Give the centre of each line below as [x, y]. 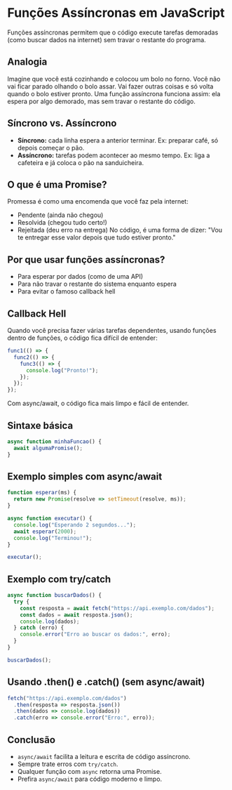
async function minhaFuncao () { [54, 441]
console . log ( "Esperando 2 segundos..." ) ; [75, 525]
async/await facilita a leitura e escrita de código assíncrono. [104, 756]
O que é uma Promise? [57, 184]
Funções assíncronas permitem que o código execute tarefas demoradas [113, 32]
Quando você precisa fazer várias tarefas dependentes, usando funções [112, 330]
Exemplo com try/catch [59, 579]
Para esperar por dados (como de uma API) [80, 277]
